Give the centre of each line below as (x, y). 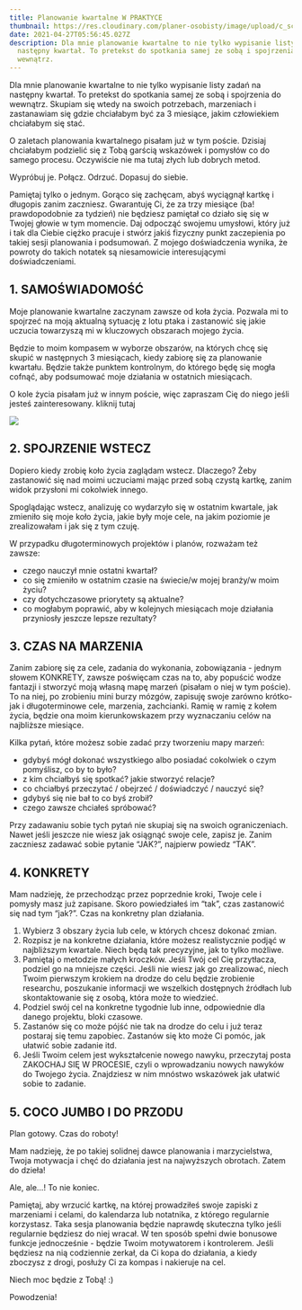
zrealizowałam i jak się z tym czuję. (75, 526)
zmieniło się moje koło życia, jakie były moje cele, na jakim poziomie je (140, 516)
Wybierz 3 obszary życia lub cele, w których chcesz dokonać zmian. (149, 931)
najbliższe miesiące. (47, 726)
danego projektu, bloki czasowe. (83, 1017)
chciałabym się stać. (47, 123)
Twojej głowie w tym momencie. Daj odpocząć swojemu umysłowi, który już (150, 223)
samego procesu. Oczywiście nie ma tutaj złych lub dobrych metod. (135, 160)
